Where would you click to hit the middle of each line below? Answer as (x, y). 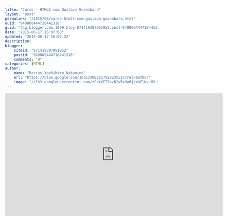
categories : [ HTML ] (25, 64)
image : (20, 82)
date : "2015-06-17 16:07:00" (35, 32)
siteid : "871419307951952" (41, 50)
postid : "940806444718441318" (44, 55)
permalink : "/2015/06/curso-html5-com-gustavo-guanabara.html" (70, 18)
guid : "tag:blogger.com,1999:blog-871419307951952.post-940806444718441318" (85, 28)
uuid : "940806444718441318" (34, 23)
